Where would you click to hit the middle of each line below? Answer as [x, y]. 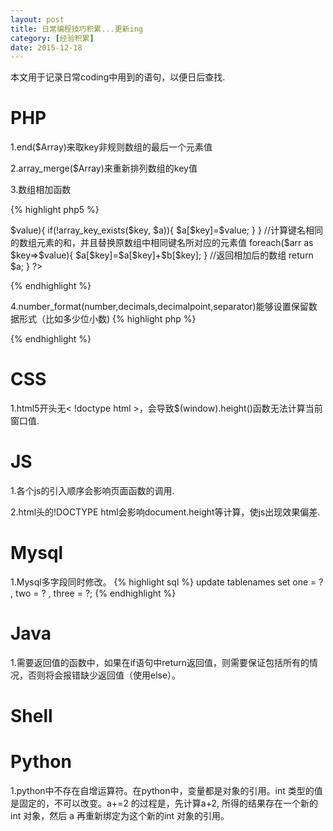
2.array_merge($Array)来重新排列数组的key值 [104, 168]
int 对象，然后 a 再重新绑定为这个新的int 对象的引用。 [120, 816]
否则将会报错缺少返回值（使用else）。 [104, 675]
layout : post [37, 19]
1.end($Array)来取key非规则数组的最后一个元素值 [111, 147]
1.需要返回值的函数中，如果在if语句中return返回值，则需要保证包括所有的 [160, 662]
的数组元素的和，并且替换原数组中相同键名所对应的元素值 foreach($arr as [162, 243]
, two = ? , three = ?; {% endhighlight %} [93, 593]
